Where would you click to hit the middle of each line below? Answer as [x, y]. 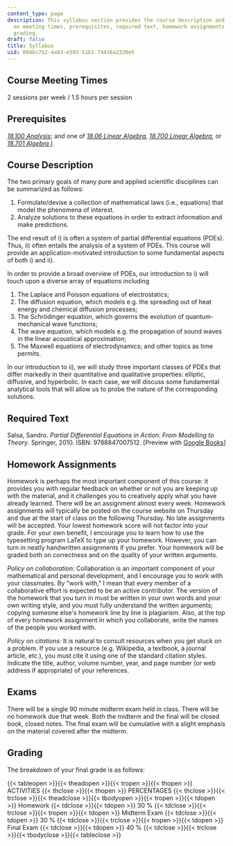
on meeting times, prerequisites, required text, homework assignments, [121, 26]
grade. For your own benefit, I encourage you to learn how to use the [106, 533]
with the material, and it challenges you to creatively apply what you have [112, 496]
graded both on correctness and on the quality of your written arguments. [113, 555]
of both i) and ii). [31, 260]
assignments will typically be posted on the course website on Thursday [110, 511]
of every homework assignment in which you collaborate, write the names [113, 620]
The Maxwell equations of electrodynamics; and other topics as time [115, 346]
